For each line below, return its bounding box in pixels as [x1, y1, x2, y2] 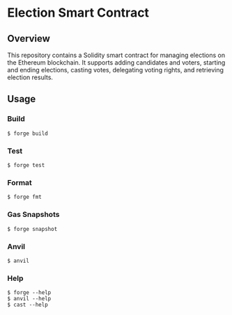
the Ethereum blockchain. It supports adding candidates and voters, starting [7, 58, 226, 67]
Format [7, 177, 33, 187]
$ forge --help [7, 289, 52, 296]
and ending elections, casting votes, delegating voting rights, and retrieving [7, 66, 224, 74]
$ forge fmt [7, 193, 42, 201]
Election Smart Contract [7, 5, 150, 21]
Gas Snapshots [7, 210, 60, 220]
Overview [7, 33, 51, 45]
